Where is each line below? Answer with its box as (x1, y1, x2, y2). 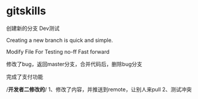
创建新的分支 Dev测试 (6, 24, 60, 32)
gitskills (6, 4, 46, 18)
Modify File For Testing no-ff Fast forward (6, 48, 110, 55)
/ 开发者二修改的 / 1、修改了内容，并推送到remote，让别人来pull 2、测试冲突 (6, 85, 192, 93)
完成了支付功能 (6, 73, 43, 80)
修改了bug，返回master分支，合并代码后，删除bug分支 (6, 60, 143, 67)
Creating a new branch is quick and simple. (6, 36, 113, 44)
